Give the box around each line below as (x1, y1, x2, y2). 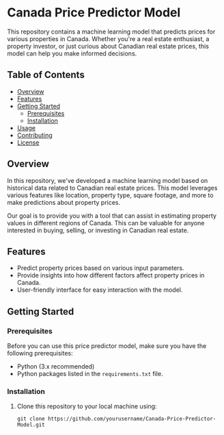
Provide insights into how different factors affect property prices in (16, 271, 205, 279)
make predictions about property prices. (7, 198, 121, 206)
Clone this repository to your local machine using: (16, 402, 157, 410)
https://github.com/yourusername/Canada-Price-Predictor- (47, 416, 216, 423)
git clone (16, 416, 46, 423)
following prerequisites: (7, 349, 73, 358)
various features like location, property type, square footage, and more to (7, 190, 214, 199)
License (16, 138, 40, 147)
